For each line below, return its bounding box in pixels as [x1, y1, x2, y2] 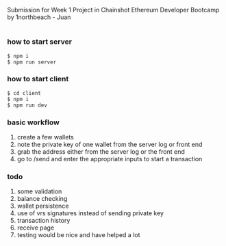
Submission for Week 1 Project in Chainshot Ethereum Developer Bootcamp [7, 6, 220, 14]
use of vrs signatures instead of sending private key [16, 209, 164, 217]
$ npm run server [7, 58, 57, 66]
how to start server [7, 37, 72, 46]
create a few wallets [16, 133, 74, 141]
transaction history [16, 217, 71, 225]
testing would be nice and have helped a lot [16, 231, 140, 239]
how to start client [7, 74, 69, 84]
